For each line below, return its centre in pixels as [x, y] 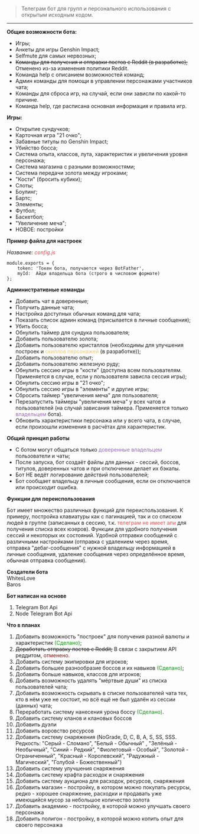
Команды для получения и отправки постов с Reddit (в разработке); [102, 62]
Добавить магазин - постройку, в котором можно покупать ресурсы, [103, 787]
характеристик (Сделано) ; [48, 643]
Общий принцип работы [38, 438]
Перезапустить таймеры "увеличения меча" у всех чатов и [90, 402]
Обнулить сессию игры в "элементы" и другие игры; [82, 389]
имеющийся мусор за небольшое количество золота [82, 800]
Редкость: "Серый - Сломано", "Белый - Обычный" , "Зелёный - [96, 743]
